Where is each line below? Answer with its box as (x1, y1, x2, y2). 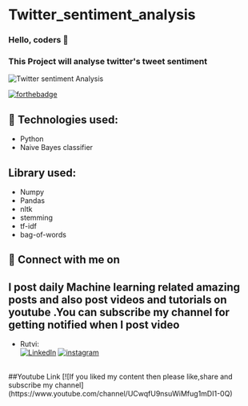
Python (19, 134, 44, 144)
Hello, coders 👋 (8, 35, 69, 46)
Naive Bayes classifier (19, 143, 94, 152)
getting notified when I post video (8, 318, 180, 331)
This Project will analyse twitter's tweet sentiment (8, 56, 208, 67)
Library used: (8, 166, 77, 180)
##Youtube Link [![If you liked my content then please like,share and (8, 371, 234, 382)
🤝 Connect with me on (8, 253, 120, 266)
